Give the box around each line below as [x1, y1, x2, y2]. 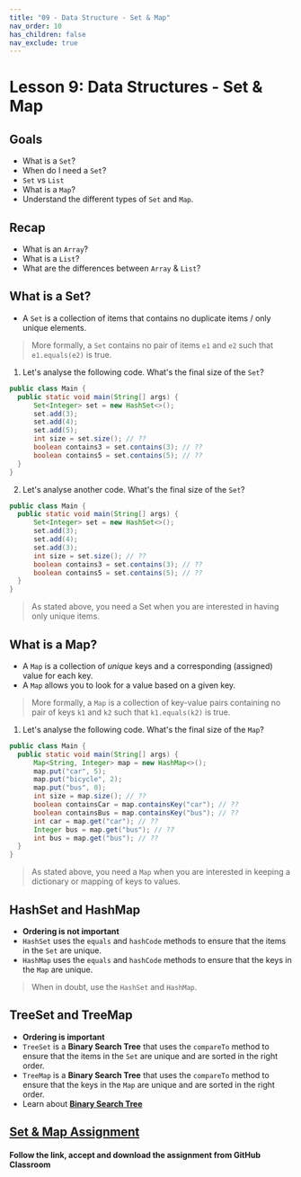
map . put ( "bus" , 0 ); [32, 783, 106, 792]
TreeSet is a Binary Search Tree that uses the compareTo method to [22, 1040, 270, 1052]
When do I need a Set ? [22, 165, 107, 176]
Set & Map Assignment [9, 1125, 140, 1140]
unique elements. [22, 322, 87, 333]
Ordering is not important [22, 926, 120, 936]
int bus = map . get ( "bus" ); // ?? [32, 834, 159, 843]
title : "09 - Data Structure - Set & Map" [9, 13, 171, 22]
